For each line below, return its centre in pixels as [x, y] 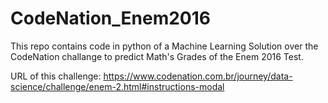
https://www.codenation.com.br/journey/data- [198, 76]
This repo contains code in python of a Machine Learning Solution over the [164, 46]
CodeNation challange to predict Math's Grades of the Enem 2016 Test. [157, 56]
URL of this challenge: [56, 76]
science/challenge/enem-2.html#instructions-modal [117, 86]
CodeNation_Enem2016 [110, 18]
